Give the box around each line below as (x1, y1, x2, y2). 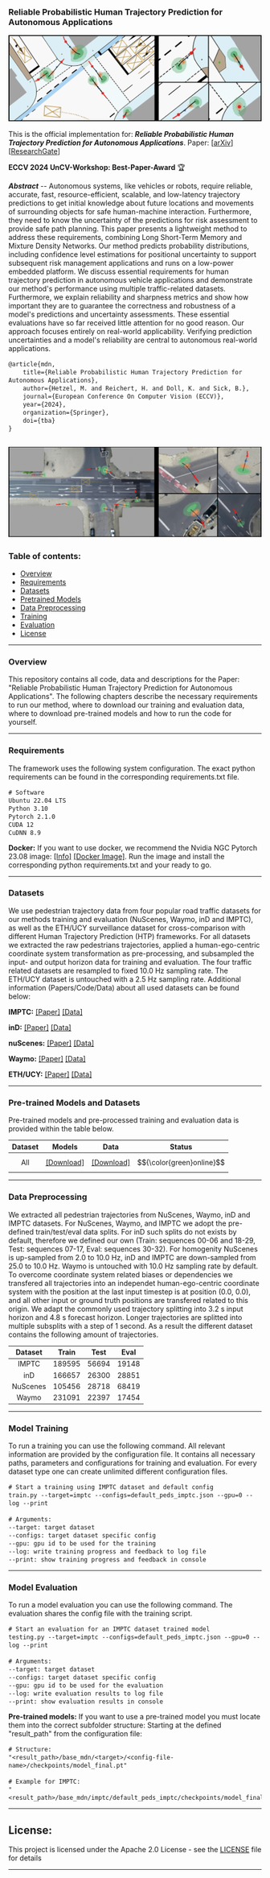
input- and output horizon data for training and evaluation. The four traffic (8, 957, 252, 966)
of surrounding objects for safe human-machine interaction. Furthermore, (8, 207, 252, 217)
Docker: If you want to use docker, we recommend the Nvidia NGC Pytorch (8, 842, 258, 852)
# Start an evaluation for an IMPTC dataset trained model (8, 1625, 211, 1633)
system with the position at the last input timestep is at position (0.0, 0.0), (8, 1287, 252, 1297)
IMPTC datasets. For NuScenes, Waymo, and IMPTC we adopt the (8, 1218, 227, 1228)
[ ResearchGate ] (8, 147, 60, 156)
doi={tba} (22, 417, 56, 425)
